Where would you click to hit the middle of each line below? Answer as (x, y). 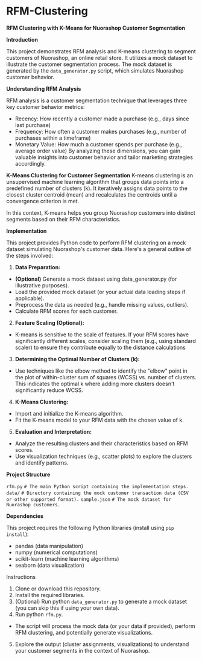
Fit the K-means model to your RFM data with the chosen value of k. (99, 420)
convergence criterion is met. (43, 201)
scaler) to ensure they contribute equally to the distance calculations (100, 347)
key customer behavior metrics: (46, 106)
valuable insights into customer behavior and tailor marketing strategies (104, 157)
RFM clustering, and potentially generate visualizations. (84, 632)
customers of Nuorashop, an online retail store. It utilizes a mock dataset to (99, 57)
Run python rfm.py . (39, 614)
